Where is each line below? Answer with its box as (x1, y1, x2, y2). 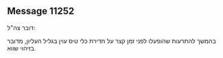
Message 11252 (7, 5, 75, 17)
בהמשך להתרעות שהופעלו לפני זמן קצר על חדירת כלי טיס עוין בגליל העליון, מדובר (7, 37, 216, 45)
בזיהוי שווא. (7, 44, 36, 52)
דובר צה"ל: (7, 23, 36, 31)
